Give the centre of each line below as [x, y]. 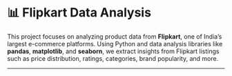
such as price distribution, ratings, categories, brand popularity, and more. [113, 58]
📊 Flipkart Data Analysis [79, 13]
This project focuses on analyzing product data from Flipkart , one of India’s [115, 36]
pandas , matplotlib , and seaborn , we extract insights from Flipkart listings [113, 51]
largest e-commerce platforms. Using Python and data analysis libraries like [115, 44]
